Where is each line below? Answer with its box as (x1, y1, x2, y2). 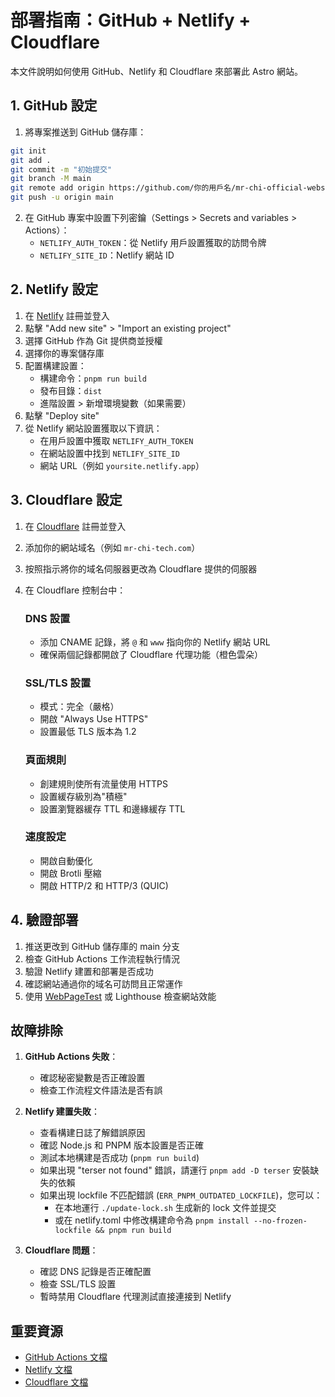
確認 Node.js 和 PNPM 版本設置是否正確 (39, 1139, 204, 1151)
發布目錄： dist (39, 384, 103, 396)
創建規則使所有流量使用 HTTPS (39, 777, 168, 790)
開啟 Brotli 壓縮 (39, 867, 102, 879)
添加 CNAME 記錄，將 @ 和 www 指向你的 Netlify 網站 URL (39, 636, 271, 648)
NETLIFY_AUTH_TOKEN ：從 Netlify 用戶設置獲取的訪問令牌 (39, 237, 267, 248)
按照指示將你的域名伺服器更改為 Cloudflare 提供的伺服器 (24, 562, 258, 575)
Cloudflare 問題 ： (24, 1244, 99, 1256)
